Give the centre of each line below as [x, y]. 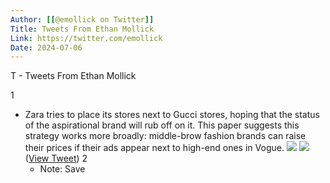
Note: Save [62, 169]
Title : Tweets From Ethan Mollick [82, 29]
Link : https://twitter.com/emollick [86, 38]
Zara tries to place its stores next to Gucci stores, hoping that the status [172, 115]
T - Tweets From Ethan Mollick [73, 76]
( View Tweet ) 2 [56, 158]
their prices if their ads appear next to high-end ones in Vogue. [154, 148]
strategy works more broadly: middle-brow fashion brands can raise [165, 136]
